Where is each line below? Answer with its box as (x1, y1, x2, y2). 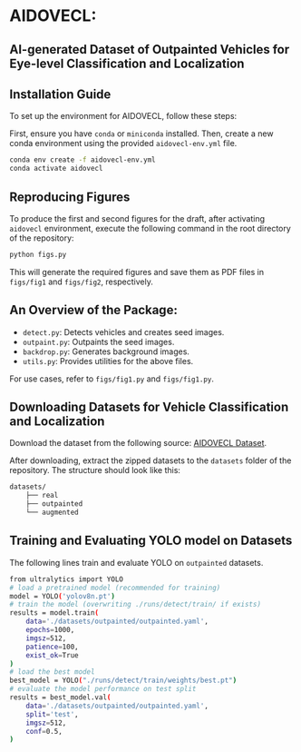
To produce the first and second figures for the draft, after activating (9, 213, 266, 223)
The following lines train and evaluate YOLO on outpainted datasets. (9, 557, 264, 568)
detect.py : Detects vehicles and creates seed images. (22, 326, 225, 337)
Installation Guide (9, 86, 112, 102)
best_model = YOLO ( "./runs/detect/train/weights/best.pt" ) (9, 676, 238, 686)
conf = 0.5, (25, 727, 63, 736)
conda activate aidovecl (9, 164, 103, 173)
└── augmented (25, 508, 79, 518)
